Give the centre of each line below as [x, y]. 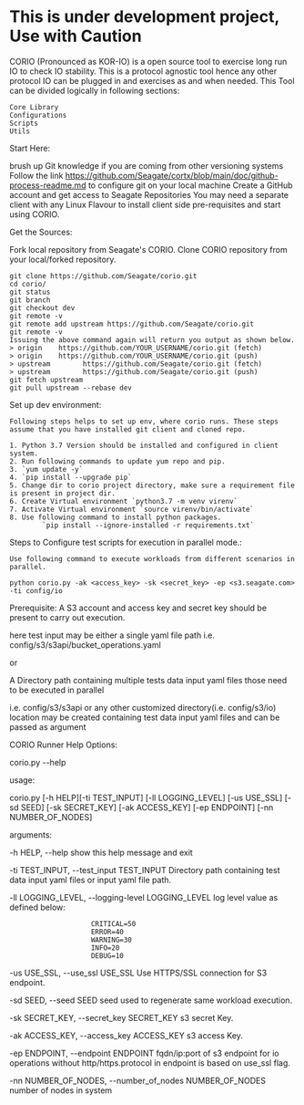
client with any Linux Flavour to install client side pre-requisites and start [145, 204]
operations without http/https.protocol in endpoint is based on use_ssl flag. [150, 1063]
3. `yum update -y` [46, 469]
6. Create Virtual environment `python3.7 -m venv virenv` [124, 501]
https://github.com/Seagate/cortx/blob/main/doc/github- [172, 175]
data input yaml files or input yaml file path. [91, 880]
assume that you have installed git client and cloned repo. [128, 429]
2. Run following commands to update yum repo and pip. [117, 461]
